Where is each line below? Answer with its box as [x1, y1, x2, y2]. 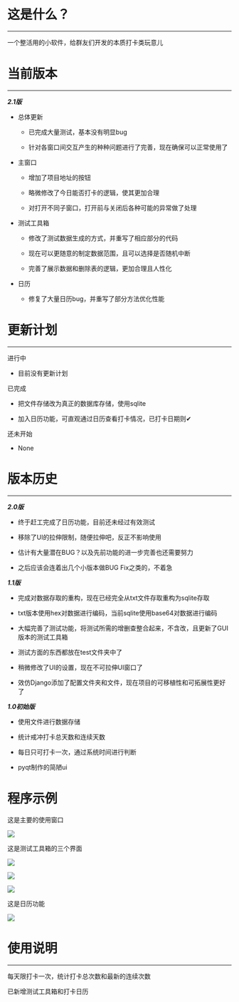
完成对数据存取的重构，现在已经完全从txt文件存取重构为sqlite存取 [17, 593, 210, 602]
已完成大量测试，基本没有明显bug [28, 128, 128, 136]
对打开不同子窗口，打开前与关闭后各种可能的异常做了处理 [28, 203, 197, 212]
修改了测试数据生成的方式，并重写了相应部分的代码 [28, 233, 179, 242]
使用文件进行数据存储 [17, 717, 80, 726]
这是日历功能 [7, 899, 45, 908]
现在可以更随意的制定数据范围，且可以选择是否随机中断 [28, 249, 191, 257]
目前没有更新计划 [17, 369, 68, 377]
